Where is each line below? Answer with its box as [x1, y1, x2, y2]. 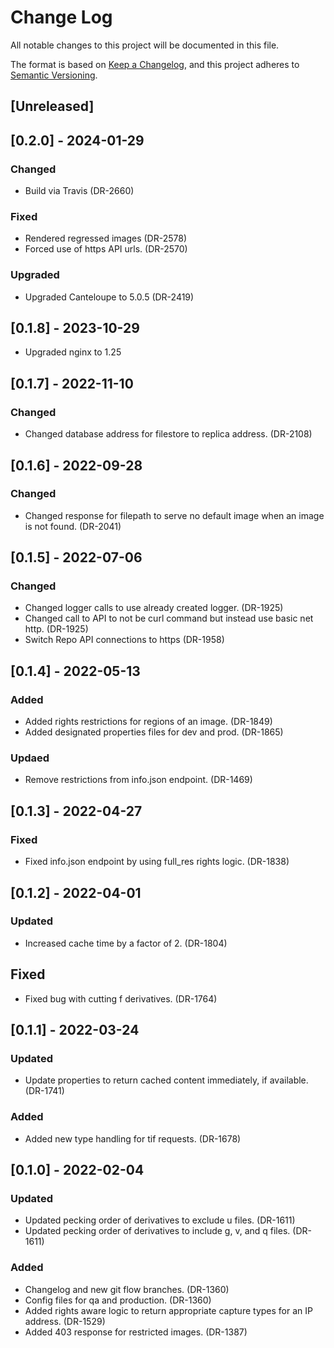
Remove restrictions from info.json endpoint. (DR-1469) [24, 774, 253, 786]
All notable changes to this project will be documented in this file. [10, 39, 280, 51]
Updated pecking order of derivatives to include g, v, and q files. [24, 1225, 291, 1237]
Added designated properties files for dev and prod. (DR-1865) [24, 726, 284, 738]
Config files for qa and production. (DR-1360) [24, 1294, 212, 1306]
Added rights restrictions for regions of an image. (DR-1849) [24, 716, 273, 728]
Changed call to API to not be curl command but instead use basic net [24, 612, 314, 625]
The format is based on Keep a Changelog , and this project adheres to [10, 58, 300, 70]
